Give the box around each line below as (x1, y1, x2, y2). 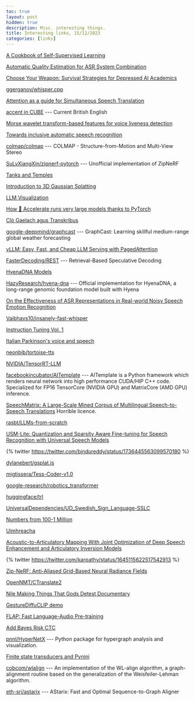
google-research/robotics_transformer (6, 482, 99, 489)
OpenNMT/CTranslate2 (6, 579, 62, 586)
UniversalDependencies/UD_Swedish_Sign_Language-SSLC (6, 504, 151, 511)
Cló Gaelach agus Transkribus (6, 217, 79, 224)
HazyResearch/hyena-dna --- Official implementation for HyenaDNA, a (6, 280, 177, 287)
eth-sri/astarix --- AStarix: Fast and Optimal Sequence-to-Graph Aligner (6, 688, 180, 695)
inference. (6, 390, 31, 397)
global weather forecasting (6, 235, 71, 241)
